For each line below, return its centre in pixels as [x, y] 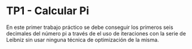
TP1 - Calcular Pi [48, 11]
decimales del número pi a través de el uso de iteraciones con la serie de [96, 33]
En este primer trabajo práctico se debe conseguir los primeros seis [90, 27]
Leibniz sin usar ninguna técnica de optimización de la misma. [83, 40]
